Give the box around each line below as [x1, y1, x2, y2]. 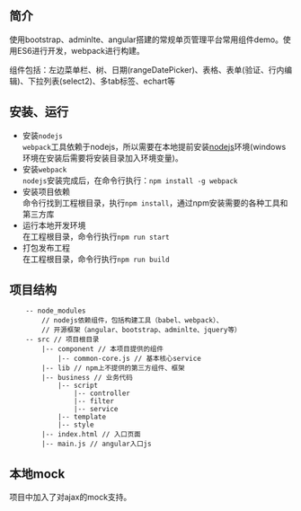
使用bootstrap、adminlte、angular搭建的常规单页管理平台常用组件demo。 [9, 34, 283, 45]
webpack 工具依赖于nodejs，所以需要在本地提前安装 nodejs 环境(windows [22, 141, 287, 152]
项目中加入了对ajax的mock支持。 [9, 492, 132, 503]
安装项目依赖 [22, 186, 70, 197]
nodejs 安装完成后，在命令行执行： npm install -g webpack [22, 174, 238, 186]
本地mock [9, 466, 66, 481]
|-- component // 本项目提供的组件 [41, 345, 164, 354]
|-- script [57, 381, 99, 391]
